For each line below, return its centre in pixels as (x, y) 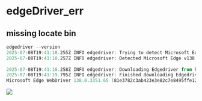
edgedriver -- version (33, 47)
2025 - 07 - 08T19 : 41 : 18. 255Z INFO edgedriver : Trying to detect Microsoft (98, 52)
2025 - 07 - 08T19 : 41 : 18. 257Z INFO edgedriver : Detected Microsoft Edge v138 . (102, 58)
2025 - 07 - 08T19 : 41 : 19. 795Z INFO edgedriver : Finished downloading (90, 75)
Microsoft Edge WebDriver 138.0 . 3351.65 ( (60, 81)
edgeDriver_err (45, 11)
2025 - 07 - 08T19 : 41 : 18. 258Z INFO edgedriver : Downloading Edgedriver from (99, 69)
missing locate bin (41, 33)
